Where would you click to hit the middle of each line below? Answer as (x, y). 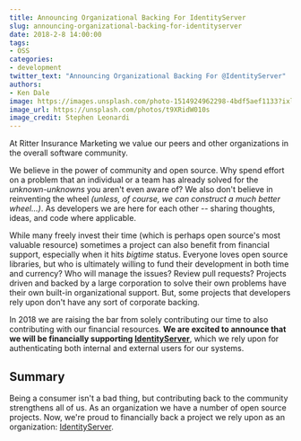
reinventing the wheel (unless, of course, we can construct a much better (145, 199)
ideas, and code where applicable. (73, 218)
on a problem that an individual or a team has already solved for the (134, 180)
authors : (26, 84)
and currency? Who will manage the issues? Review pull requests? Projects (148, 274)
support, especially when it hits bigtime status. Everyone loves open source (149, 255)
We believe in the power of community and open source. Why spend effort (147, 171)
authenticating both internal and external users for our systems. (127, 348)
